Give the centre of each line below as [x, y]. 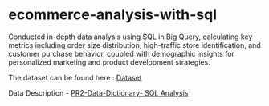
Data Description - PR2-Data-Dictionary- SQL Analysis [98, 92]
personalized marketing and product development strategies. [109, 62]
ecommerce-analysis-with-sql [112, 15]
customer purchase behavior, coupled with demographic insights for [122, 53]
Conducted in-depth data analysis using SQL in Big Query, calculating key [130, 37]
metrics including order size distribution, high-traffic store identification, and [134, 45]
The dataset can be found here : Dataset [75, 77]
